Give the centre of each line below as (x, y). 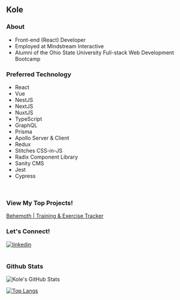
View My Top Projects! (40, 203)
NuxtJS (24, 112)
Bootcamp (28, 58)
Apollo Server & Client (42, 138)
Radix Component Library (46, 157)
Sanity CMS (29, 163)
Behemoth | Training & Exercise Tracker (55, 216)
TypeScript (28, 119)
